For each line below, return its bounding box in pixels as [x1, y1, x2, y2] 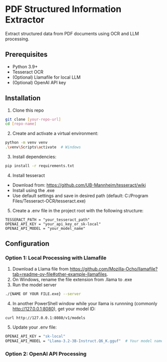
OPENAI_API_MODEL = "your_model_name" [5, 226, 85, 231]
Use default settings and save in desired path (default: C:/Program [12, 192, 149, 198]
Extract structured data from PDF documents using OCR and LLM [5, 30, 139, 36]
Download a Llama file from [12, 266, 69, 272]
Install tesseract [12, 172, 45, 178]
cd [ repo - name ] [5, 121, 37, 127]
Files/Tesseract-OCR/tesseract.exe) [12, 198, 86, 204]
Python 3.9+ [12, 63, 38, 69]
